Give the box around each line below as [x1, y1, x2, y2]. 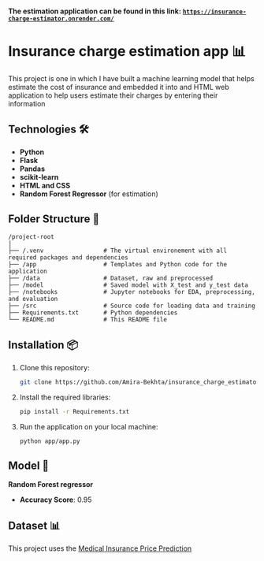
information [8, 98, 46, 108]
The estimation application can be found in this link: [8, 6, 181, 16]
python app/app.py [19, 437, 80, 445]
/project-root [8, 233, 55, 241]
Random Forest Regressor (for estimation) [19, 189, 159, 199]
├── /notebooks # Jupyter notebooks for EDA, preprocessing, [8, 288, 256, 296]
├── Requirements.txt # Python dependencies [8, 309, 178, 317]
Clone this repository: [19, 362, 90, 372]
